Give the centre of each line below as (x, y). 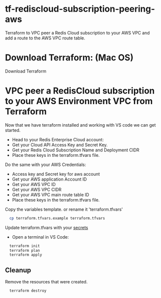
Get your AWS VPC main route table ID (51, 195)
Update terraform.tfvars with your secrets (47, 227)
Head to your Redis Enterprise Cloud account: (58, 139)
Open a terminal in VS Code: (40, 237)
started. (13, 130)
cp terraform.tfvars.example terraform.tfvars (57, 218)
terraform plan (25, 250)
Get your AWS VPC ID (34, 184)
